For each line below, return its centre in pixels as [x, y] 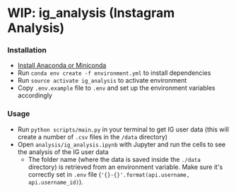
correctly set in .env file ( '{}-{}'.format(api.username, [109, 174]
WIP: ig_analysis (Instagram [91, 13]
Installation [27, 50]
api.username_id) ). [55, 182]
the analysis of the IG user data [63, 152]
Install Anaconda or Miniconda [62, 66]
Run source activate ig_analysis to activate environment [102, 81]
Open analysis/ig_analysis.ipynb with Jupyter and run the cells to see [122, 144]
